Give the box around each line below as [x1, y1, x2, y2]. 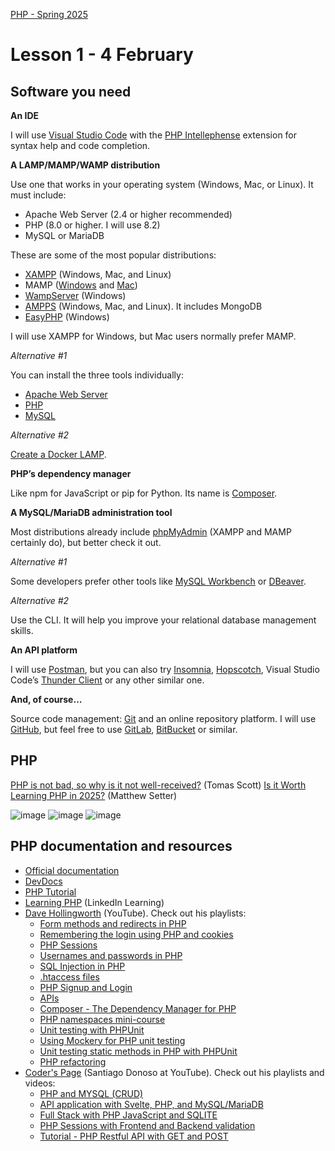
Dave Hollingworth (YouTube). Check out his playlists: [24, 907, 247, 919]
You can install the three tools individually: [10, 369, 184, 381]
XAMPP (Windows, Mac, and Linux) [24, 269, 172, 280]
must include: [10, 189, 67, 201]
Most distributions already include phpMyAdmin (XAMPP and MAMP [10, 526, 292, 538]
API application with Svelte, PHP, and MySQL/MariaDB [39, 1098, 264, 1110]
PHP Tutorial [24, 885, 77, 898]
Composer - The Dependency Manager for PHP [39, 1002, 237, 1014]
